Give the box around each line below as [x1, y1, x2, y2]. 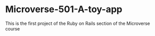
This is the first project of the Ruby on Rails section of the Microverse [5, 20, 150, 26]
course [5, 25, 20, 31]
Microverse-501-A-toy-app [5, 4, 122, 15]
